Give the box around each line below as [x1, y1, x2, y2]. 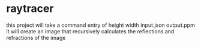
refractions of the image [6, 34, 66, 41]
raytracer [6, 2, 54, 15]
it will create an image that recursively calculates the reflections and [6, 27, 175, 35]
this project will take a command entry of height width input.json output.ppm [6, 21, 195, 29]
